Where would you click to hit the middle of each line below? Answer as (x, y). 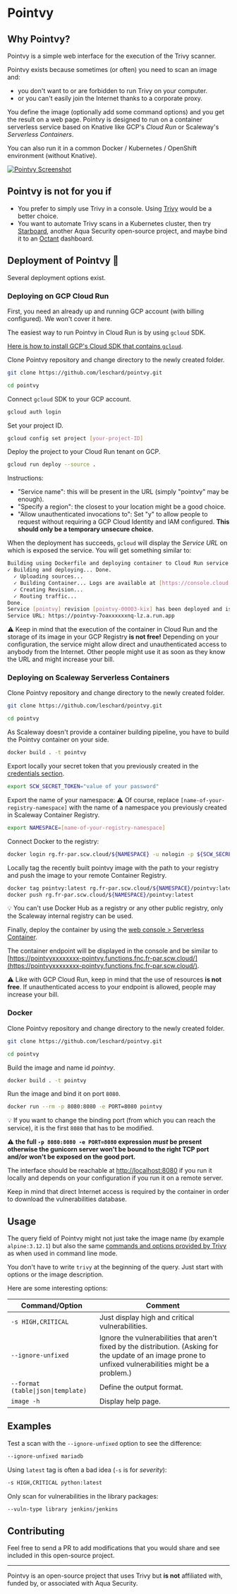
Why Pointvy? (39, 39)
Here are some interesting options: (57, 1288)
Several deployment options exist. (56, 277)
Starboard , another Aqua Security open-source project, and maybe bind (122, 231)
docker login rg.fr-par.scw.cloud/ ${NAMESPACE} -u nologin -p (101, 854)
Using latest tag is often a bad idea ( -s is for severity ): (87, 1470)
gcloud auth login (34, 412)
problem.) (115, 1373)
